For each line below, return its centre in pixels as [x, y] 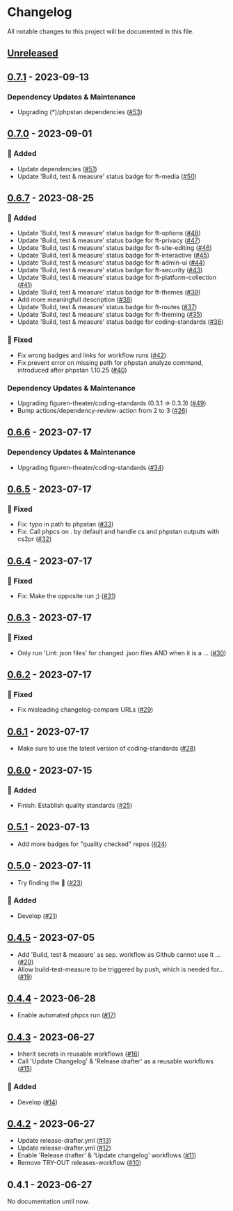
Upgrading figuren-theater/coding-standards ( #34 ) [91, 467]
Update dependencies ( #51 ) [57, 169]
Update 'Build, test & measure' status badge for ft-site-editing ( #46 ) [114, 248]
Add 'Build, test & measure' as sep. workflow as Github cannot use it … [119, 954]
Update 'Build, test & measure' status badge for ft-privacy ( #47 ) [109, 240]
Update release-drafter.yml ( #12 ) [64, 1148]
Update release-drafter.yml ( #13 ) [64, 1141]
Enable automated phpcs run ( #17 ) [66, 1015]
